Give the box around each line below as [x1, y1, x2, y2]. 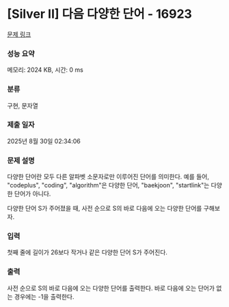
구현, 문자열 [7, 101, 39, 109]
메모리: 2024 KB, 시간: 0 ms [7, 66, 83, 74]
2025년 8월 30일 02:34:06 [7, 137, 81, 145]
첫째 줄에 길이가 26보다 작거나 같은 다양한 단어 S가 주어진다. [7, 248, 167, 256]
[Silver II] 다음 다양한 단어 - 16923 [7, 6, 193, 22]
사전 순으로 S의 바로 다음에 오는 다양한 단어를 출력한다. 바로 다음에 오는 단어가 [7, 284, 215, 292]
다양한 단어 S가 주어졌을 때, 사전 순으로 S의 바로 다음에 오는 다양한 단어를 [7, 204, 202, 213]
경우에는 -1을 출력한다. [14, 292, 75, 301]
